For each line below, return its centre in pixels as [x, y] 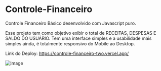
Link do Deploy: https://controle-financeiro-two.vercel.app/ [67, 53]
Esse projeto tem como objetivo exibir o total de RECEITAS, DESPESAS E [81, 33]
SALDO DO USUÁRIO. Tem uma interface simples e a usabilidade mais [78, 38]
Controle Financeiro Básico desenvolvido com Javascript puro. [71, 23]
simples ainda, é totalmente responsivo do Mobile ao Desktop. [70, 43]
